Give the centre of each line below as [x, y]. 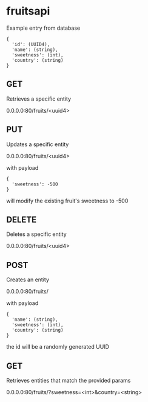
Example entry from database [43, 28]
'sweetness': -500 [35, 184]
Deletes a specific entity [36, 234]
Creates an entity [28, 280]
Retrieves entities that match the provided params [69, 380]
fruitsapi [28, 11]
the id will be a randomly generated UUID [58, 347]
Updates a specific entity [38, 144]
